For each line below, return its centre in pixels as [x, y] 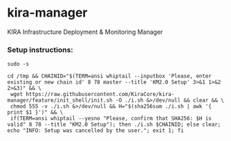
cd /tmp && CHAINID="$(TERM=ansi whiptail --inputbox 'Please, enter [110, 76]
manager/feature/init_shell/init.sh [60, 101]
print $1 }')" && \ [35, 113]
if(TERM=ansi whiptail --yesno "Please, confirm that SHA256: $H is [111, 119]
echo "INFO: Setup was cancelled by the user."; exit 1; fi [96, 131]
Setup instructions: [40, 50]
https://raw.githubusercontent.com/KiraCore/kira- [100, 95]
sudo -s [18, 64]
